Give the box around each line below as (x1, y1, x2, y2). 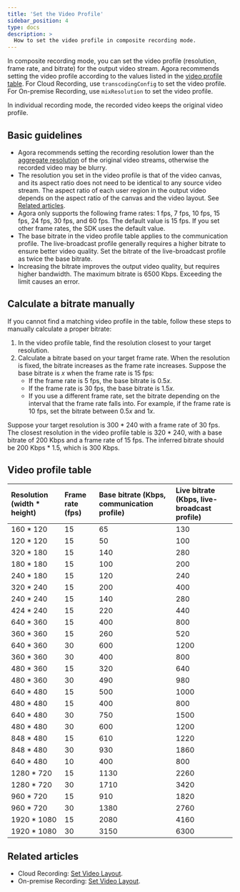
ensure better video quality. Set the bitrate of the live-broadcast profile (17, 247, 226, 255)
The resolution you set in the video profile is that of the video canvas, (17, 171, 222, 179)
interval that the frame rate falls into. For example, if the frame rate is (28, 399, 231, 407)
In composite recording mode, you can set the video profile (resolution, (7, 56, 216, 65)
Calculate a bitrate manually (7, 298, 135, 310)
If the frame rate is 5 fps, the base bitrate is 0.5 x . (28, 376, 173, 385)
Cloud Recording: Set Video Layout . (17, 869, 124, 878)
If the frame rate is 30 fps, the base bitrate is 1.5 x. (28, 384, 175, 392)
